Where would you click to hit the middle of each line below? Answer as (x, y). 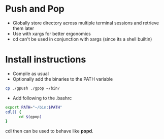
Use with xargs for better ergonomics (52, 33)
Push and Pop (35, 9)
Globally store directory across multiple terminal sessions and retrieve (86, 23)
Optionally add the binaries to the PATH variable (63, 79)
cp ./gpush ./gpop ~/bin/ (32, 88)
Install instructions (46, 60)
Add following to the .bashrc (42, 98)
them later (23, 28)
